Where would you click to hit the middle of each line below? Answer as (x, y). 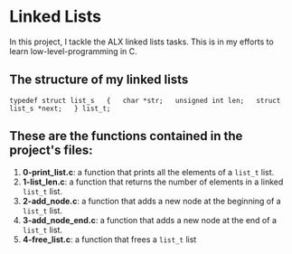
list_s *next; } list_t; (60, 108)
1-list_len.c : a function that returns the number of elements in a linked (153, 182)
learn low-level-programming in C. (73, 51)
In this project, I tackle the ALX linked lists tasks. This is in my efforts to (141, 42)
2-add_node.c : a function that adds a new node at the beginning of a (152, 201)
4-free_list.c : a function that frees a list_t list (109, 239)
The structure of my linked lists (99, 80)
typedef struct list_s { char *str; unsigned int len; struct (145, 100)
